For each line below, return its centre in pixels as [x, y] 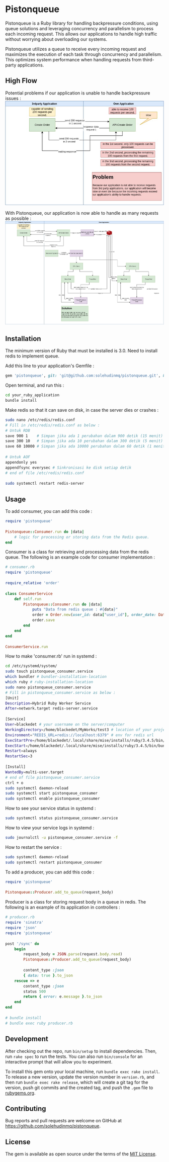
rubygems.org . [20, 1093]
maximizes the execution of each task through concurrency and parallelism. [84, 54]
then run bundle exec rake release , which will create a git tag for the [77, 1082]
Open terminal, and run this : [35, 385]
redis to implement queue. [32, 356]
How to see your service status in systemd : [51, 809]
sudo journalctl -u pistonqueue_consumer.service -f [62, 838]
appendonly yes [21, 462]
